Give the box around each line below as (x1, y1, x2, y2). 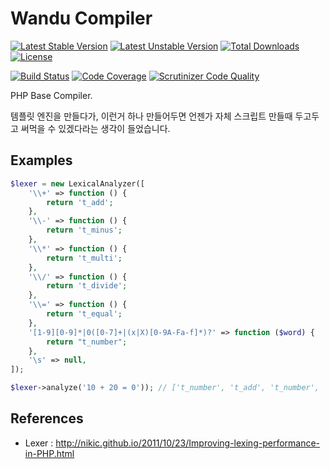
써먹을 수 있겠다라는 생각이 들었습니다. (20, 122, 171, 134)
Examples (10, 152, 73, 169)
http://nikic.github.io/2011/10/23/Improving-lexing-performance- (55, 437, 321, 449)
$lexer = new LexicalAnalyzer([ (10, 178, 145, 189)
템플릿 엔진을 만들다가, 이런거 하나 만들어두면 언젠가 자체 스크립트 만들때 (10, 110, 293, 122)
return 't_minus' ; (46, 225, 123, 236)
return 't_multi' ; (46, 253, 123, 263)
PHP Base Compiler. (10, 89, 93, 101)
